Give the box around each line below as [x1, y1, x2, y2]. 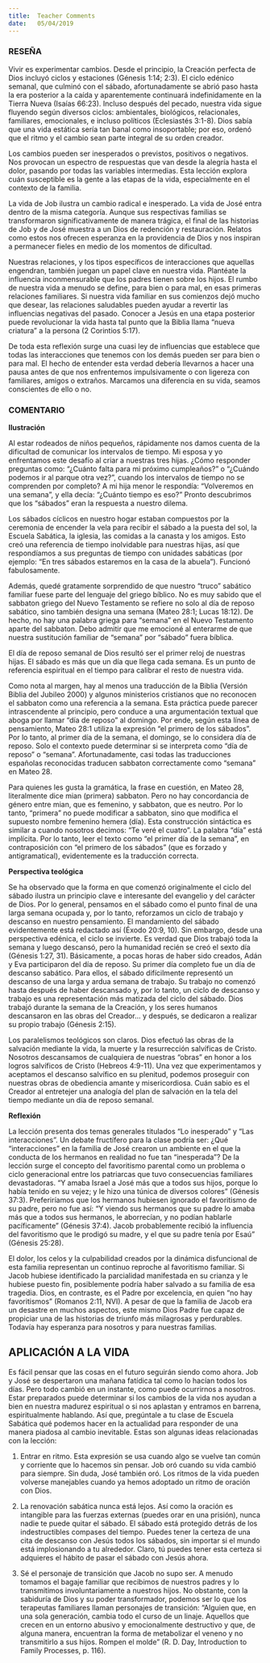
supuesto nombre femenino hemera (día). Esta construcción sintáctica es [8, 817, 252, 827]
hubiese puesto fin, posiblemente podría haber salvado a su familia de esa [8, 1280, 255, 1289]
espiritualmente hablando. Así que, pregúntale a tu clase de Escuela [8, 1410, 234, 1419]
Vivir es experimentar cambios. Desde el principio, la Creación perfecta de [8, 64, 256, 73]
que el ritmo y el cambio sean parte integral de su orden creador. [8, 132, 224, 142]
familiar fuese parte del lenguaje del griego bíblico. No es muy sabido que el [8, 590, 262, 600]
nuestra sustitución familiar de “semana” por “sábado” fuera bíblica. [8, 633, 234, 643]
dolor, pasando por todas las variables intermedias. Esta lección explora [8, 165, 247, 175]
